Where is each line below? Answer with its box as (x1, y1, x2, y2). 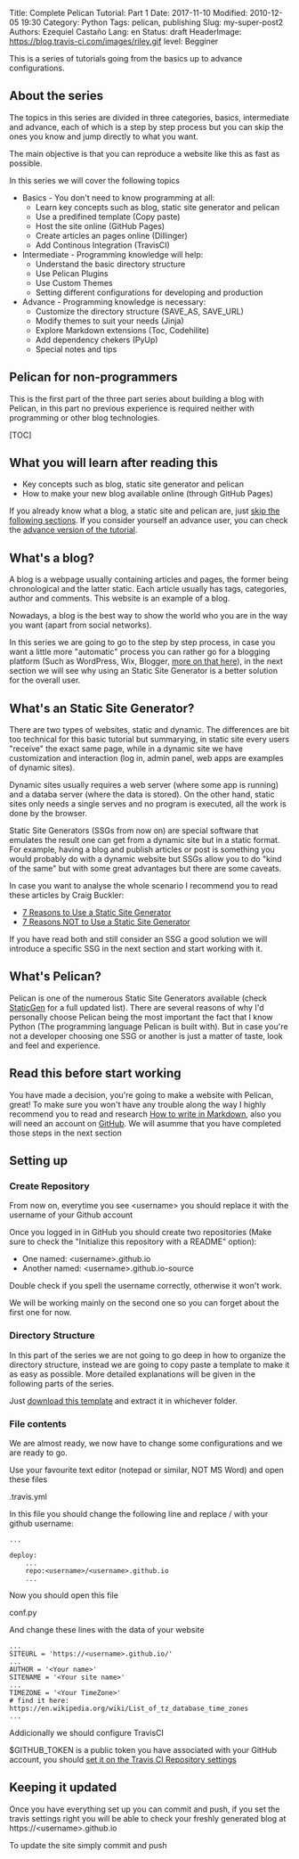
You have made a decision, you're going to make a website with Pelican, (9, 1089, 274, 1100)
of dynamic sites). (9, 762, 76, 774)
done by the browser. (9, 808, 87, 819)
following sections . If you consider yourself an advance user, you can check (9, 515, 288, 526)
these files (9, 1474, 48, 1485)
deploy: (9, 1551, 38, 1560)
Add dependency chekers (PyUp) (35, 334, 158, 345)
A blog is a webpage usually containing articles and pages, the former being (9, 574, 289, 585)
